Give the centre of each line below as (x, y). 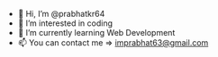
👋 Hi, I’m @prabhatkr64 (61, 14)
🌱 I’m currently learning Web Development (96, 33)
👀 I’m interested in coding (65, 23)
